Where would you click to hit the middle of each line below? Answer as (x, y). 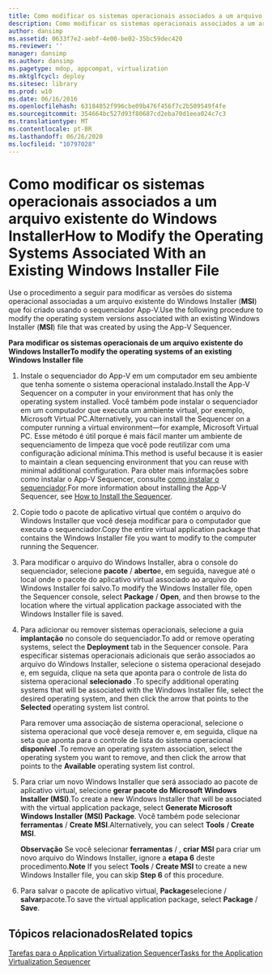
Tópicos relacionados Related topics (101, 933)
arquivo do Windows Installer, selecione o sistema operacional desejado (140, 664)
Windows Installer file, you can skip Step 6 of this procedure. (122, 875)
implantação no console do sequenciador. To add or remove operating (137, 638)
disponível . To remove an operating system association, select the (131, 749)
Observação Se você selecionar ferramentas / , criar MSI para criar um (140, 849)
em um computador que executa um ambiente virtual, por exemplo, (132, 410)
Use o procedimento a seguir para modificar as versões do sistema (120, 293)
